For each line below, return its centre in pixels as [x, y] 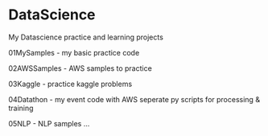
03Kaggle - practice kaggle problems [70, 84]
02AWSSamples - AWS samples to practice [80, 68]
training [21, 108]
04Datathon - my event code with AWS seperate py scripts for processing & [134, 99]
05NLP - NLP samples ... [49, 123]
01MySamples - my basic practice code [74, 52]
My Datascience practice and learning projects [86, 37]
